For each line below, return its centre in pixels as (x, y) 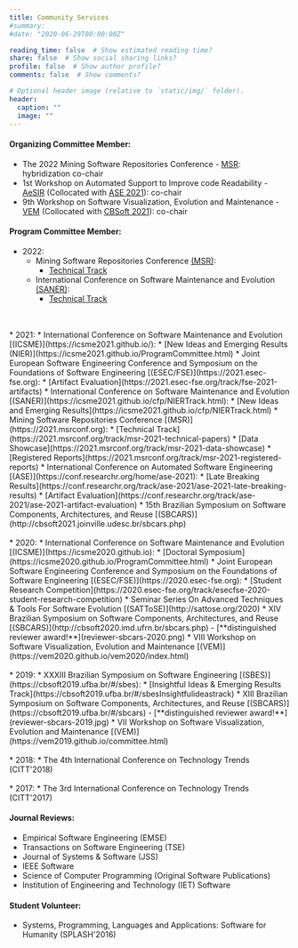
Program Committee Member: (65, 231)
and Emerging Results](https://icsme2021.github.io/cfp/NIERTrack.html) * (144, 410)
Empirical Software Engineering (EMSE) (94, 838)
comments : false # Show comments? (75, 75)
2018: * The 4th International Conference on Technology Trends (132, 759)
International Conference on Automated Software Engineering (160, 467)
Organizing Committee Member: (70, 144)
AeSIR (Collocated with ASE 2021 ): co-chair (102, 192)
